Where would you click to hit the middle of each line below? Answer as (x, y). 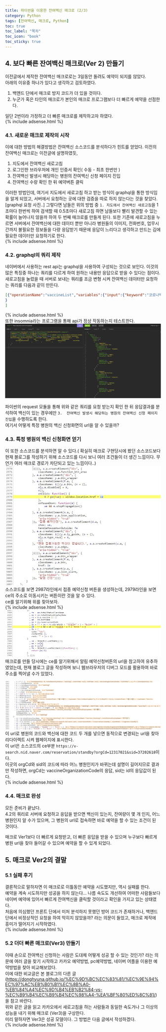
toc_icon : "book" (23, 37)
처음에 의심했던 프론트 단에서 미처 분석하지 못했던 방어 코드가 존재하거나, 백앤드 (82, 912)
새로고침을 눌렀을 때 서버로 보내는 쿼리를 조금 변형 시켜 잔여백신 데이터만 (75, 279)
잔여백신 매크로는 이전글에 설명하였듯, (41, 153)
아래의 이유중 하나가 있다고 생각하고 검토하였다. (51, 82)
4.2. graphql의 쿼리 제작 (33, 255)
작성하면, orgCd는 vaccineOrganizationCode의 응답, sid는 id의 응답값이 (81, 771)
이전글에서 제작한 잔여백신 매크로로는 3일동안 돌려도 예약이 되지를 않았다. (76, 76)
